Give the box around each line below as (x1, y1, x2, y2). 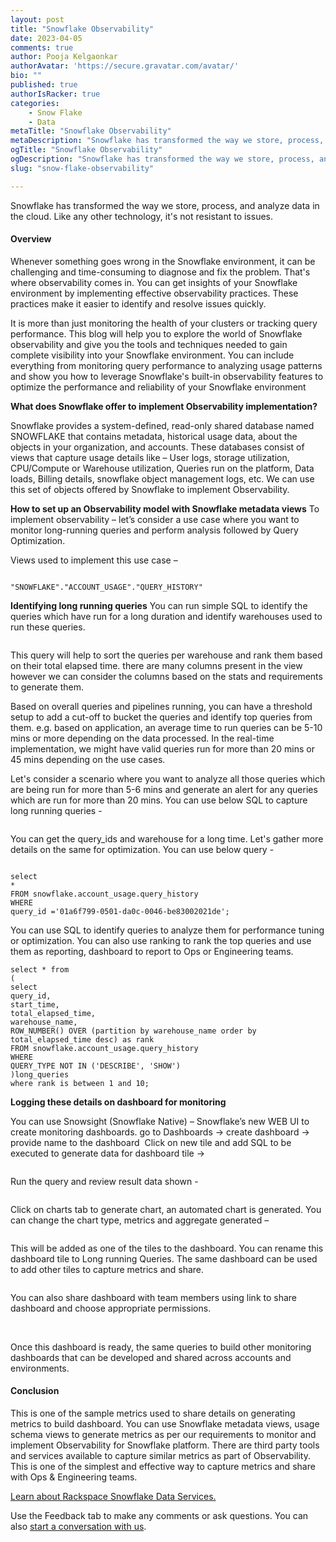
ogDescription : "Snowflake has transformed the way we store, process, (10, 154, 315, 164)
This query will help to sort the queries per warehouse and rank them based (10, 649, 323, 661)
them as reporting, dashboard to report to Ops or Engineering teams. (10, 945, 294, 957)
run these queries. (10, 621, 86, 633)
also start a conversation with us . (10, 1521, 147, 1533)
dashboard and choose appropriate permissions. (10, 1302, 212, 1314)
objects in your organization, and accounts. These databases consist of (10, 441, 305, 453)
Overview (10, 233, 52, 245)
